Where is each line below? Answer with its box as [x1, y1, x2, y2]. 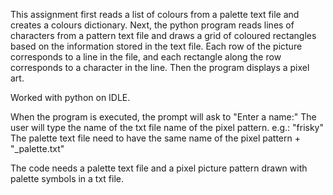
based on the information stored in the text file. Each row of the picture [10, 40, 303, 52]
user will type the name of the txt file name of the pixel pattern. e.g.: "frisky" [10, 122, 324, 133]
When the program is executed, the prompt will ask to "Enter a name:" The [10, 111, 317, 123]
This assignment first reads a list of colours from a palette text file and [10, 9, 300, 20]
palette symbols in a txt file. [10, 173, 125, 184]
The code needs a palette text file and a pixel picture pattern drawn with [10, 162, 308, 174]
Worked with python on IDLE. [10, 92, 131, 103]
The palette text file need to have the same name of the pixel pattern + [10, 132, 301, 144]
